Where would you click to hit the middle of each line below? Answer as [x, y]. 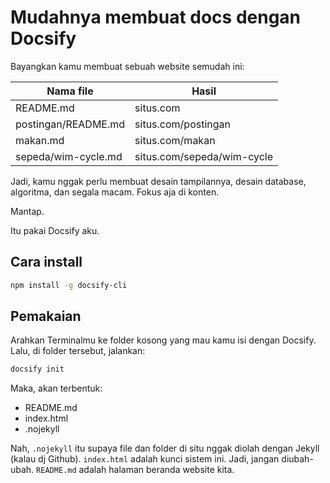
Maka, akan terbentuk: [56, 388]
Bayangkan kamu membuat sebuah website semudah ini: [127, 66]
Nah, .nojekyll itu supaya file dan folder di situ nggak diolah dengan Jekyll [165, 448]
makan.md [40, 140]
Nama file [70, 91]
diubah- [297, 459]
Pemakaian [46, 316]
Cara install [46, 262]
